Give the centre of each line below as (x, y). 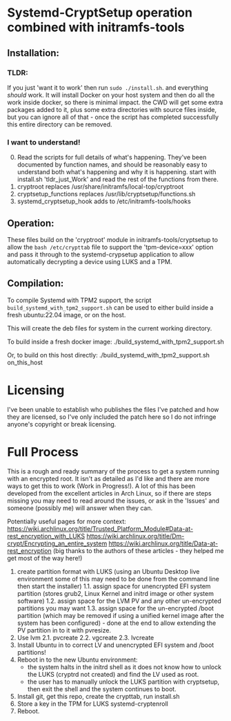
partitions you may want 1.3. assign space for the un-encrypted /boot (115, 608)
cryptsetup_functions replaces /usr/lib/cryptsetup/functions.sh (106, 194)
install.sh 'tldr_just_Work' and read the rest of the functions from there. (118, 179)
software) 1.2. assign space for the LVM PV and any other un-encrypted (119, 601)
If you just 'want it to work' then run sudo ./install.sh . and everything (108, 87)
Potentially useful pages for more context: (67, 521)
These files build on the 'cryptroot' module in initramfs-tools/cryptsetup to (113, 239)
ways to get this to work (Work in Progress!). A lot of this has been (101, 486)
